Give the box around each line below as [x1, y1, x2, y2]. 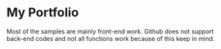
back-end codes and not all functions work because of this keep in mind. [6, 34, 215, 42]
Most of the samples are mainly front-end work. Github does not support [6, 27, 214, 35]
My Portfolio [6, 5, 79, 20]
